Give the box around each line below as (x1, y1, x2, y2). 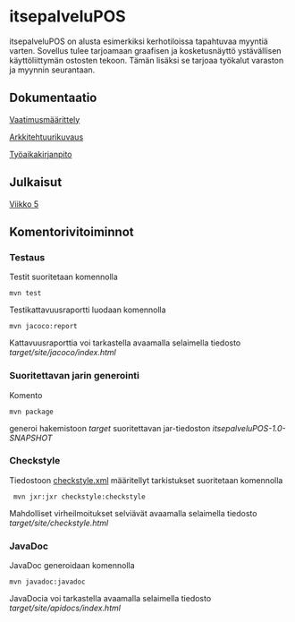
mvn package (9, 407, 54, 416)
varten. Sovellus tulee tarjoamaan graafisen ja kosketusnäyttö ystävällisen (9, 45, 282, 55)
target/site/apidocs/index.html (9, 602, 121, 614)
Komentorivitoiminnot (9, 224, 134, 239)
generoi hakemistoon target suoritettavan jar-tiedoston (9, 422, 211, 433)
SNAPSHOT (9, 432, 53, 443)
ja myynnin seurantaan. (9, 64, 96, 75)
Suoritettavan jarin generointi (9, 370, 140, 382)
